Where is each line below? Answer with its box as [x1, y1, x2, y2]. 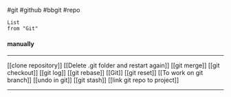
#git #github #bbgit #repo [7, 6, 80, 14]
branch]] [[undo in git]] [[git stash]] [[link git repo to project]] [7, 76, 179, 85]
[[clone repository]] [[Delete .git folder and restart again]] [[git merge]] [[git [7, 61, 220, 69]
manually [7, 39, 34, 47]
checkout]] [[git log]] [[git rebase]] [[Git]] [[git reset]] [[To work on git [7, 69, 203, 77]
